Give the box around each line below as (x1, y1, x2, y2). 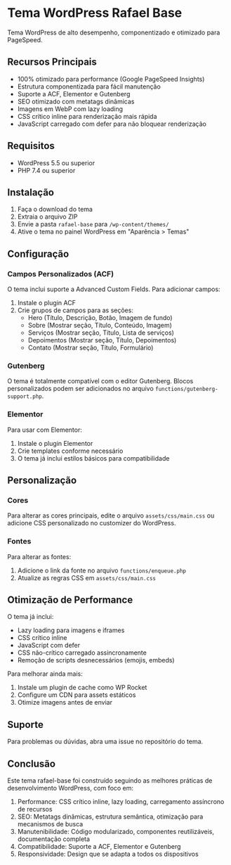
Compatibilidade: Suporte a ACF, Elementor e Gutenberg (17, 842, 181, 851)
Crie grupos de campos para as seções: (17, 306, 133, 314)
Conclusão (7, 757, 56, 769)
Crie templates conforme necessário (17, 447, 124, 455)
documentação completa (17, 835, 90, 843)
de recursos (17, 805, 53, 814)
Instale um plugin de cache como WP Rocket (17, 684, 147, 692)
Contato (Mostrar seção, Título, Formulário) (27, 343, 154, 352)
